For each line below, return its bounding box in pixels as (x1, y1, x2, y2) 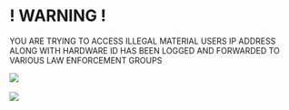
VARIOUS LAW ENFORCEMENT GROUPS (9, 55, 163, 65)
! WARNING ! (9, 5, 107, 26)
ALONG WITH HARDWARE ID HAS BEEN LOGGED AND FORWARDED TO (9, 45, 280, 55)
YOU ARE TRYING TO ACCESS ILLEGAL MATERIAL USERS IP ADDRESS (9, 35, 276, 46)
